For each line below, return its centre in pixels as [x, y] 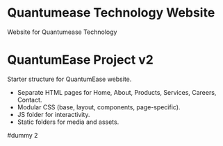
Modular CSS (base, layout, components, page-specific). [99, 107]
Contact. [30, 100]
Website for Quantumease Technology [62, 32]
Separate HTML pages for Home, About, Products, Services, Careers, [117, 92]
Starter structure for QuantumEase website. [69, 79]
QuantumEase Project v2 [81, 60]
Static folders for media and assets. [68, 122]
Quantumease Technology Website [111, 13]
